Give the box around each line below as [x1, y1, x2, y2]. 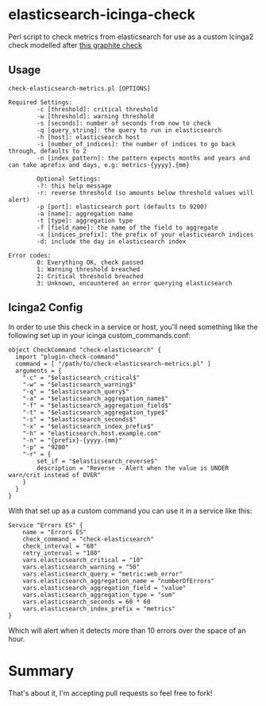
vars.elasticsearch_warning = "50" [22, 563, 141, 571]
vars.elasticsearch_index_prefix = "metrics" [22, 604, 176, 613]
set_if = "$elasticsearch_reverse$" [37, 457, 158, 465]
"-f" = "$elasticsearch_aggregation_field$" [22, 401, 172, 409]
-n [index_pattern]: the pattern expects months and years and [37, 153, 250, 162]
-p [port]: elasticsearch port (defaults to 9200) [37, 203, 208, 211]
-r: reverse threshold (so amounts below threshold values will [37, 188, 254, 196]
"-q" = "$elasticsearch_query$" [22, 387, 129, 395]
